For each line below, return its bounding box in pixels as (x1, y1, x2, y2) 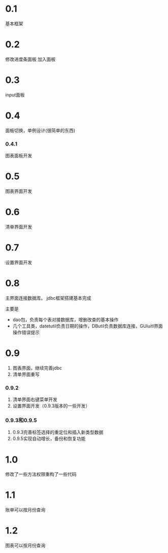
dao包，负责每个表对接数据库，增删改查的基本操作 (12, 316, 119, 323)
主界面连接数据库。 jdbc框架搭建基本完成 (5, 295, 91, 301)
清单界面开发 (5, 223, 32, 229)
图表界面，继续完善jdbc (12, 365, 62, 371)
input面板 (5, 92, 25, 98)
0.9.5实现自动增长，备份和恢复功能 (12, 435, 86, 442)
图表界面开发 (5, 188, 32, 194)
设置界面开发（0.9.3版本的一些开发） (12, 403, 90, 409)
